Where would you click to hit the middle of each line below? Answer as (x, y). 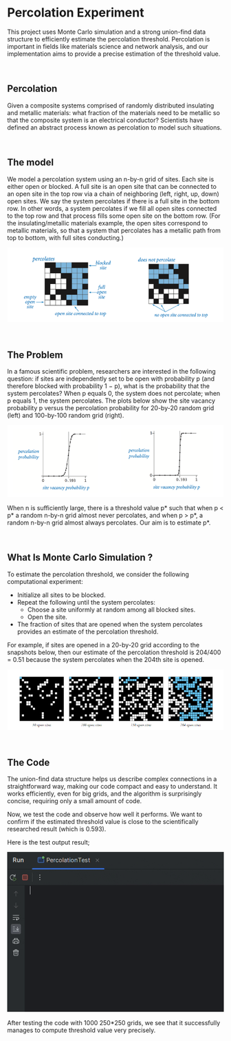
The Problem (35, 355)
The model (31, 162)
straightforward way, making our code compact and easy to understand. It (112, 787)
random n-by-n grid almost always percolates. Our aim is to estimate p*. (109, 523)
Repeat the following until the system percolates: (86, 602)
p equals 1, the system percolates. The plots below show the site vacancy (111, 401)
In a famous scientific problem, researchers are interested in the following (112, 372)
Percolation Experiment (76, 13)
